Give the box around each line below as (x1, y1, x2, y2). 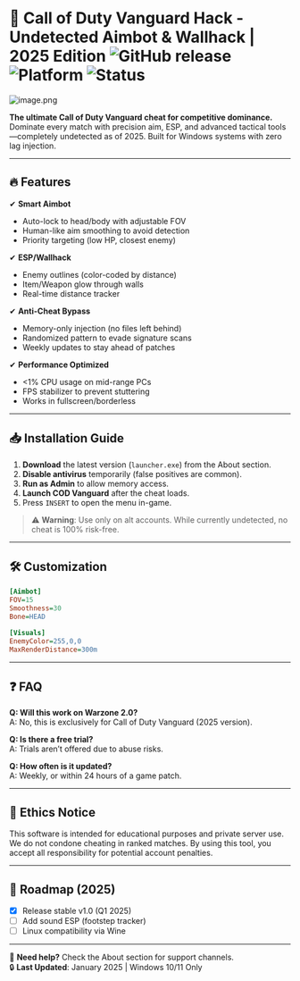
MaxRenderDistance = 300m (9, 645, 98, 654)
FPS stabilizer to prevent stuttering (21, 386, 150, 397)
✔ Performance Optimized (9, 359, 110, 370)
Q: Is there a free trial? (9, 734, 94, 745)
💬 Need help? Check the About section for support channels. (9, 952, 235, 963)
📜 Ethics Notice (9, 804, 96, 820)
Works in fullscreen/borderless (21, 395, 137, 406)
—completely (9, 130, 58, 141)
